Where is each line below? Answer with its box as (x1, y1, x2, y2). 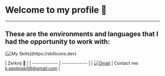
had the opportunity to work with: (5, 38, 110, 46)
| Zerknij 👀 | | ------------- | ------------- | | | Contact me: (5, 60, 139, 66)
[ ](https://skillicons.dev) (5, 51, 77, 56)
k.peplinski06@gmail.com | (5, 65, 60, 71)
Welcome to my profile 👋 (5, 4, 107, 16)
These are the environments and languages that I (5, 30, 159, 38)
